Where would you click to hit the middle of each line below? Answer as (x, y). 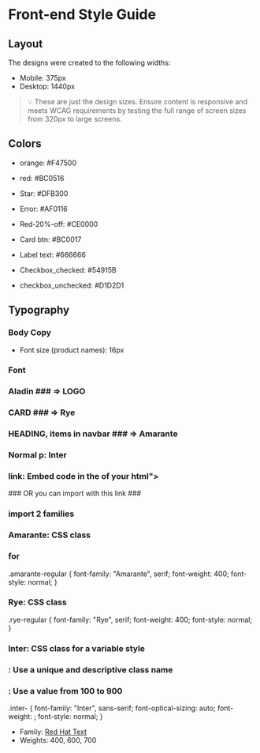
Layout (26, 44)
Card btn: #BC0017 (50, 239)
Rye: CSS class (37, 602)
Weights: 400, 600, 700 (58, 740)
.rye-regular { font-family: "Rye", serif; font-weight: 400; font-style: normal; (130, 619)
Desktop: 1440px (47, 86)
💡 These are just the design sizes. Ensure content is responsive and (137, 102)
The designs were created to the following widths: (89, 62)
